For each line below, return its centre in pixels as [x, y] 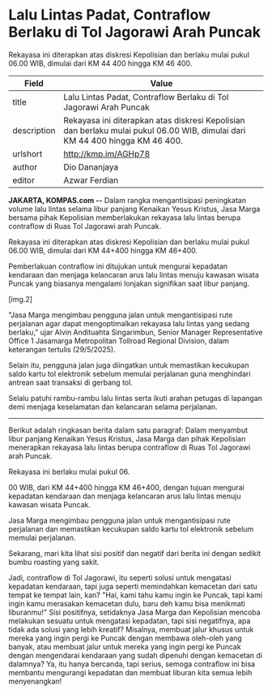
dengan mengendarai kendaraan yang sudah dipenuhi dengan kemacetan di [136, 655]
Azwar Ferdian [91, 180]
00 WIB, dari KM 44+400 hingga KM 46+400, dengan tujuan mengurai [126, 487]
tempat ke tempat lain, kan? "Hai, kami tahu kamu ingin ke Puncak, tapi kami [136, 595]
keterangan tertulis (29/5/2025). [62, 349]
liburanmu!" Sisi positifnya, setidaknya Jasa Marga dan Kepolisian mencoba [134, 612]
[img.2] [21, 299]
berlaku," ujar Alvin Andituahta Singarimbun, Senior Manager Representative [136, 332]
